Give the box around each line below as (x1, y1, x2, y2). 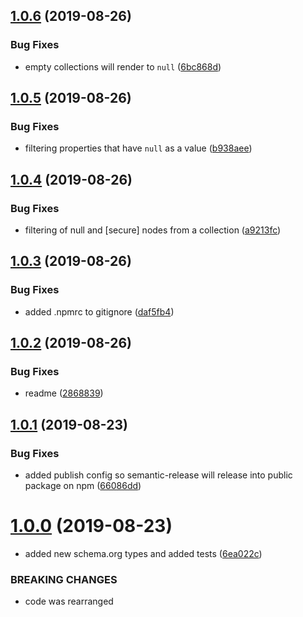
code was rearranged (24, 595, 114, 608)
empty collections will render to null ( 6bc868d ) (24, 60, 222, 73)
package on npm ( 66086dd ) (24, 480, 142, 492)
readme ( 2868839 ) (24, 387, 104, 399)
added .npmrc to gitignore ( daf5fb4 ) (24, 305, 175, 318)
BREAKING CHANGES (10, 572, 118, 586)
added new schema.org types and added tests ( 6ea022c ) (24, 548, 263, 560)
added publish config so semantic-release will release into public (24, 469, 293, 481)
